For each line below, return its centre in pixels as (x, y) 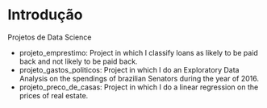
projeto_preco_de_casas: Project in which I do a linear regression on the (139, 87)
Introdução (45, 15)
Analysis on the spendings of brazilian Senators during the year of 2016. (139, 78)
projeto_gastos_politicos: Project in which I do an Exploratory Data (129, 69)
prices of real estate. (54, 95)
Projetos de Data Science (50, 37)
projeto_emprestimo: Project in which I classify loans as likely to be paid (139, 52)
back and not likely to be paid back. (78, 61)
